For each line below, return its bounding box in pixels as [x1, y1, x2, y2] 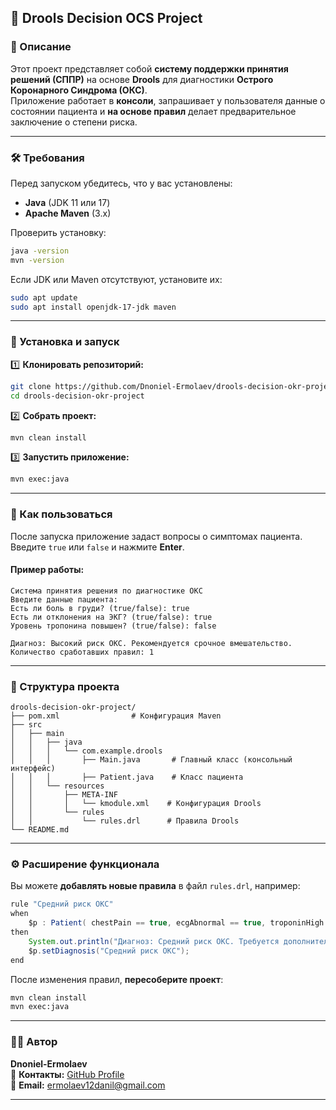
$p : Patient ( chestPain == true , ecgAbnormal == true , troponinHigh [28, 918, 325, 928]
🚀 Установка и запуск [10, 335, 120, 349]
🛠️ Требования [10, 151, 85, 165]
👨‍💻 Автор [10, 1035, 58, 1049]
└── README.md [10, 825, 70, 835]
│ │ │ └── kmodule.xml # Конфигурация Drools [10, 799, 262, 809]
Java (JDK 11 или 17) [24, 196, 111, 208]
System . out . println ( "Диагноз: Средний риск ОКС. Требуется [28, 936, 280, 946]
